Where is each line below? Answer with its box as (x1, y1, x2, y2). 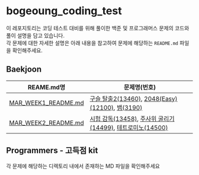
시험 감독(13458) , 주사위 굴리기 (89, 114, 175, 123)
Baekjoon (6, 64, 42, 75)
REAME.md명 (27, 83, 66, 91)
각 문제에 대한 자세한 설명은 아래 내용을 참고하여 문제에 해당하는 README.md (6, 39, 179, 46)
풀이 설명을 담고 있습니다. (6, 31, 65, 39)
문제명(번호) (123, 83, 156, 91)
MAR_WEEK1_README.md (9, 98, 84, 107)
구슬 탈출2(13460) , (89, 94, 143, 103)
